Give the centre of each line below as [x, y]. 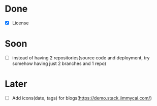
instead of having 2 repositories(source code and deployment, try [81, 58]
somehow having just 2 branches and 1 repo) [59, 63]
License [20, 23]
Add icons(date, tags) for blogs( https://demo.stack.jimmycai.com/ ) [82, 98]
